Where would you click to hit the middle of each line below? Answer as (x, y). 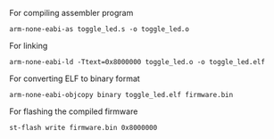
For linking (29, 45)
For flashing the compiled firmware (74, 111)
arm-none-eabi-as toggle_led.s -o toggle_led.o (100, 29)
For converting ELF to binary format (75, 78)
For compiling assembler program (71, 13)
